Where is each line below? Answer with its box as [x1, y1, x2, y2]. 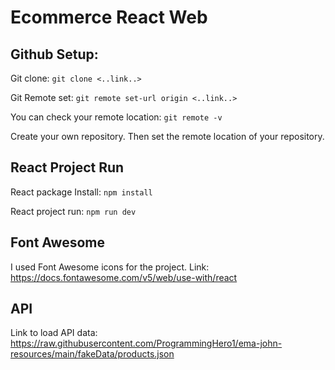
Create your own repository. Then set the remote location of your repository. [10, 131, 325, 142]
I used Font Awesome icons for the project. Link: [10, 261, 210, 273]
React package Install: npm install [10, 186, 153, 198]
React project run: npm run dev [10, 205, 137, 217]
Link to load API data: [10, 327, 98, 339]
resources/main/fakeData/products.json [10, 348, 175, 360]
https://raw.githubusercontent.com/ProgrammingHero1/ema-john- [10, 337, 283, 350]
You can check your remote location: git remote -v [10, 111, 223, 123]
